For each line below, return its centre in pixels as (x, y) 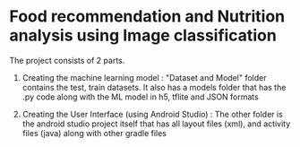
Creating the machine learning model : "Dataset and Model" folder (144, 77)
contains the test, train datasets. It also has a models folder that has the (154, 87)
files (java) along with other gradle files (94, 133)
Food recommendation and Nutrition (147, 17)
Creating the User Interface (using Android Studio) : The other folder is (153, 114)
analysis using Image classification (143, 35)
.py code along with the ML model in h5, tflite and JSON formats (141, 97)
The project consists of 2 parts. (67, 60)
